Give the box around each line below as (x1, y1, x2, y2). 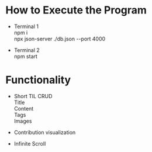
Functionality (5, 74, 71, 87)
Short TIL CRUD (13, 92, 53, 99)
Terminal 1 (13, 23, 39, 30)
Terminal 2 (13, 46, 40, 53)
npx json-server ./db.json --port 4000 (13, 35, 106, 42)
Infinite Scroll (13, 140, 46, 147)
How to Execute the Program (5, 4, 147, 17)
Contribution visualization (13, 129, 76, 136)
